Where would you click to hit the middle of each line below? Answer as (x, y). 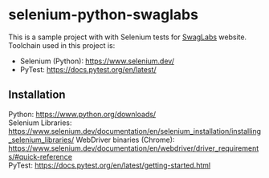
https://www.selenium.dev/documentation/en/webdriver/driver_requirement (134, 148)
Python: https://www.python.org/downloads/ (82, 114)
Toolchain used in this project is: (62, 45)
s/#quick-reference (40, 156)
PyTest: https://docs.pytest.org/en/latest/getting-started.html (110, 165)
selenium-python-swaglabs (104, 15)
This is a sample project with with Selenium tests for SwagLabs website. (128, 37)
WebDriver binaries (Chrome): (125, 140)
